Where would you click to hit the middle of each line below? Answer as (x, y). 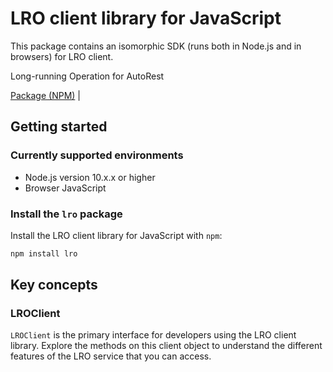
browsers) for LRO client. (62, 56)
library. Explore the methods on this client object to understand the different (166, 346)
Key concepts (54, 285)
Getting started (59, 127)
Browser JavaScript (65, 188)
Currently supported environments (97, 155)
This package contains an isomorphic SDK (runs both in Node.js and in (156, 46)
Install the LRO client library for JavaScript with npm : (116, 235)
